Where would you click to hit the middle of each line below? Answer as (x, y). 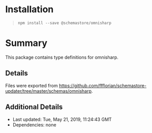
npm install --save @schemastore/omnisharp (65, 23)
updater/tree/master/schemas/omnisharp (48, 91)
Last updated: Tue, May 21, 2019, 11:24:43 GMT (62, 119)
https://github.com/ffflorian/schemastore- (102, 86)
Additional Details (34, 107)
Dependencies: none (35, 125)
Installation (29, 9)
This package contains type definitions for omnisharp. (62, 57)
